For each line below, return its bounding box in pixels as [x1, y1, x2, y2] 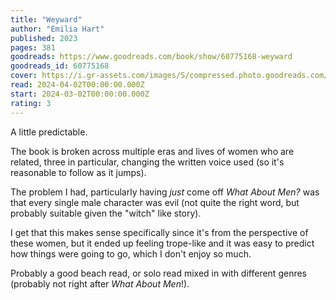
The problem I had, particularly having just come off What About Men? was [10, 186, 320, 198]
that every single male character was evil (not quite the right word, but [10, 196, 300, 208]
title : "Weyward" [10, 14, 83, 25]
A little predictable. [10, 126, 88, 138]
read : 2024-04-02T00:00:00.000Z [10, 80, 145, 90]
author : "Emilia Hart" [10, 24, 105, 34]
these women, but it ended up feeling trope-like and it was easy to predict [10, 237, 315, 249]
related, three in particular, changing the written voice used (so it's [10, 156, 285, 168]
